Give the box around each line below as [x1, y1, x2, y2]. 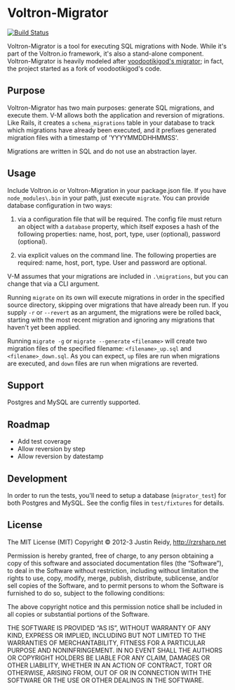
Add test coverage [17, 437, 72, 446]
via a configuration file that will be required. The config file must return [17, 215, 222, 223]
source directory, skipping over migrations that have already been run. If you [7, 301, 229, 309]
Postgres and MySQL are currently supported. [7, 398, 140, 406]
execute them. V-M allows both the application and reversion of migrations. [7, 111, 224, 119]
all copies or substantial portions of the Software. [7, 610, 149, 618]
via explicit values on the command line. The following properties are [17, 251, 217, 259]
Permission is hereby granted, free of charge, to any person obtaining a [7, 551, 214, 560]
